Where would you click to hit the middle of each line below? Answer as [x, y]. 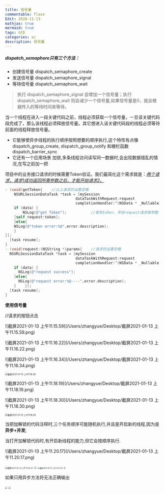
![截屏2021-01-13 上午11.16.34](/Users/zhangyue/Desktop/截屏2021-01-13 [79, 359]
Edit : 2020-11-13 [23, 19]
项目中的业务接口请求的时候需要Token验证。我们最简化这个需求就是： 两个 [80, 174]
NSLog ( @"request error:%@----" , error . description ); [72, 282]
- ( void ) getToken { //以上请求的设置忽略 [47, 190]
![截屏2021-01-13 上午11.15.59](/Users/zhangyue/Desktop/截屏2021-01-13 [79, 326]
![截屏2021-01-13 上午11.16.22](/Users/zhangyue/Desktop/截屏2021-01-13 [79, 343]
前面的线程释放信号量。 [29, 129]
